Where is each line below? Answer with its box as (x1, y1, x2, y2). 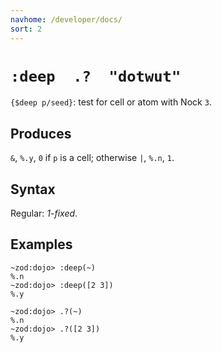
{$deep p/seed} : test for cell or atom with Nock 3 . (10, 96, 212, 108)
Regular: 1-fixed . (10, 207, 78, 220)
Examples (10, 236, 73, 253)
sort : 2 (10, 24, 43, 34)
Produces (10, 125, 72, 142)
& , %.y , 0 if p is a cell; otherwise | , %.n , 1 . (10, 152, 175, 164)
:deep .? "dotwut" (10, 67, 182, 86)
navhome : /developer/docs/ (10, 14, 123, 25)
